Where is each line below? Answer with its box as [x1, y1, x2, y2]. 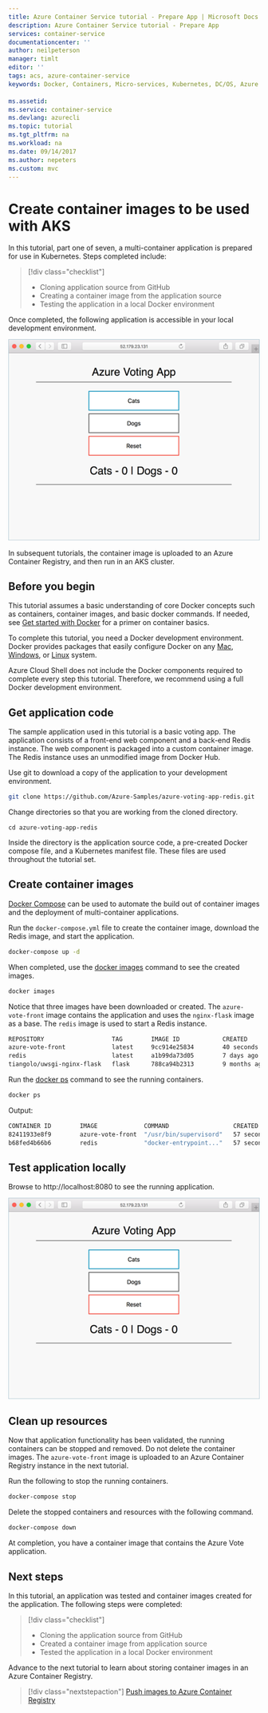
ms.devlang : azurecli [8, 114, 81, 122]
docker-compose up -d [8, 947, 81, 955]
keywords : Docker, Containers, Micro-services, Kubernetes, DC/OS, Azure [8, 80, 259, 88]
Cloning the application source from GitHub [39, 1631, 183, 1640]
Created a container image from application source [39, 1639, 207, 1648]
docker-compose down [8, 1524, 77, 1532]
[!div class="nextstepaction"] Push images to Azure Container [27, 1687, 233, 1696]
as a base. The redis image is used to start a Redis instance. [8, 1019, 207, 1028]
